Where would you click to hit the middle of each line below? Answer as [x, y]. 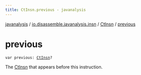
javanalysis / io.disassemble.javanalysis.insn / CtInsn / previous [70, 24]
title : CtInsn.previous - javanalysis [45, 10]
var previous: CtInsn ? [29, 57]
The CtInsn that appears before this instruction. [54, 67]
